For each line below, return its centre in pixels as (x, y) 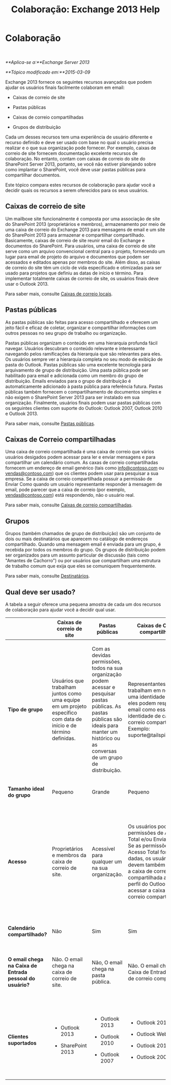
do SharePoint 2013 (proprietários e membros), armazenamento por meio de (85, 224)
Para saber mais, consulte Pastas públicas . (50, 423)
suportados (22, 1043)
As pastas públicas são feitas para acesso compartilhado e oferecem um (82, 322)
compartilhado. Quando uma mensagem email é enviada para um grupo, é (83, 544)
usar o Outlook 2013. (27, 284)
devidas (101, 655)
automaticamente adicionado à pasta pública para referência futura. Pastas (84, 386)
